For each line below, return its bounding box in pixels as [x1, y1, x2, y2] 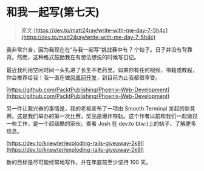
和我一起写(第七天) [6, 5, 100, 19]
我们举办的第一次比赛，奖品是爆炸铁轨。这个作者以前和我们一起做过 [27, 112, 198, 120]
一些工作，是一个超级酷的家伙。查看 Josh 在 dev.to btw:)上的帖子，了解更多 [6, 120, 197, 127]
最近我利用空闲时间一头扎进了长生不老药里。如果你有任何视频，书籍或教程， [6, 66, 198, 73]
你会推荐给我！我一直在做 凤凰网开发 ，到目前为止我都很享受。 [6, 74, 161, 81]
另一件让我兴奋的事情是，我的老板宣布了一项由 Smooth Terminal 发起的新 [6, 105, 190, 112]
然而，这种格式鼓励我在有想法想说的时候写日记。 [16, 53, 140, 60]
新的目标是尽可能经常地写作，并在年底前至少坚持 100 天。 [6, 158, 152, 166]
